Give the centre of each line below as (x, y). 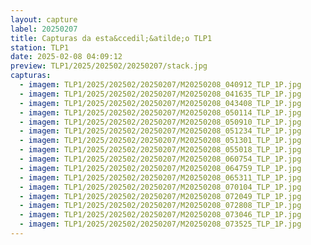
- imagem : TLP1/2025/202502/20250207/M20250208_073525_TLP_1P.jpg (160, 224)
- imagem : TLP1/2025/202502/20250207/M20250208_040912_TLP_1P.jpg (160, 85)
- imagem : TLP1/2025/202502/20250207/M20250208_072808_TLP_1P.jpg (160, 206)
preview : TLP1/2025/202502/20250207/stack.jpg (109, 66)
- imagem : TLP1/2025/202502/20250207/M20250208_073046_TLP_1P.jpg (160, 215)
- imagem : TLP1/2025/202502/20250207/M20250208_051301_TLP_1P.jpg (160, 141)
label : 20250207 (44, 29)
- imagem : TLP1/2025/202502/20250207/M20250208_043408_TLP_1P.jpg (160, 103)
